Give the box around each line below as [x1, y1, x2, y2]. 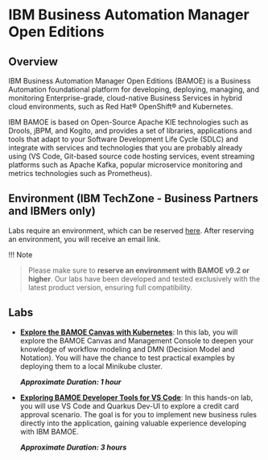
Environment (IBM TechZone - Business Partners [8, 191, 259, 206]
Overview [8, 55, 59, 68]
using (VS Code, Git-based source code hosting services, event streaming [8, 151, 255, 161]
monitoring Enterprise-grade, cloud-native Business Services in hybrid [8, 93, 243, 102]
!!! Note [8, 249, 33, 259]
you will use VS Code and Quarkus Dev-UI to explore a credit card [19, 400, 240, 411]
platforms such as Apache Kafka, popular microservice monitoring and [8, 160, 243, 170]
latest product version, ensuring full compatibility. [27, 282, 193, 292]
